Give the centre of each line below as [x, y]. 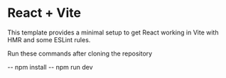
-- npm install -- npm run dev [50, 67]
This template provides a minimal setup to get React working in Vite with [113, 32]
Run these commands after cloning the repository [80, 53]
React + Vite [44, 13]
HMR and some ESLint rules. [49, 39]
